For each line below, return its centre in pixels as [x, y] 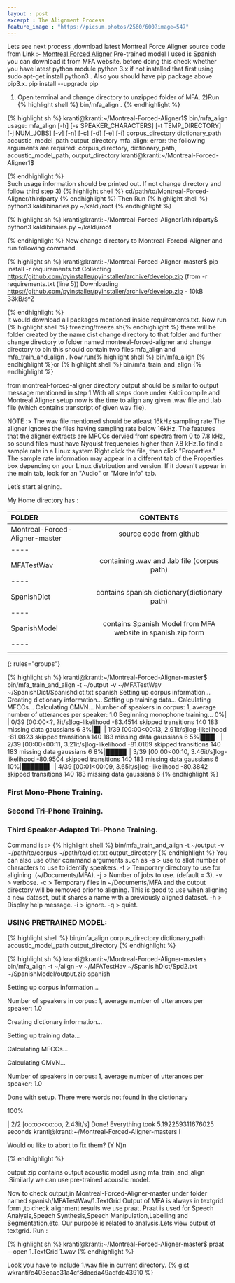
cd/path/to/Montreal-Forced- [168, 191]
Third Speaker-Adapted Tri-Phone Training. [83, 830]
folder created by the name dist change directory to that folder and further [114, 335]
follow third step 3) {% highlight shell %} [66, 191]
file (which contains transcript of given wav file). [77, 408]
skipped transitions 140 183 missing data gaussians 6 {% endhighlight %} [113, 774]
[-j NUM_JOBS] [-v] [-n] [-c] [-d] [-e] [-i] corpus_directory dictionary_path [114, 133]
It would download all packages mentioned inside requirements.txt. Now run [117, 320]
